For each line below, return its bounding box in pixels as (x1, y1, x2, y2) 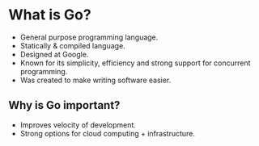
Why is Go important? (8, 98, 121, 112)
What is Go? (8, 6, 91, 24)
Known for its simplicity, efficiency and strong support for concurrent (19, 58, 251, 68)
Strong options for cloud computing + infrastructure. (19, 128, 196, 138)
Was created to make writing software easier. (19, 75, 172, 85)
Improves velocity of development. (19, 119, 136, 130)
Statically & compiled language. (19, 40, 125, 50)
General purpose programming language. (19, 32, 159, 42)
